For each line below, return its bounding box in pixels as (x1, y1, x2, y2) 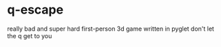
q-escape (7, 2, 64, 18)
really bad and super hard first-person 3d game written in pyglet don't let (7, 25, 215, 33)
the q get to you (7, 31, 52, 40)
